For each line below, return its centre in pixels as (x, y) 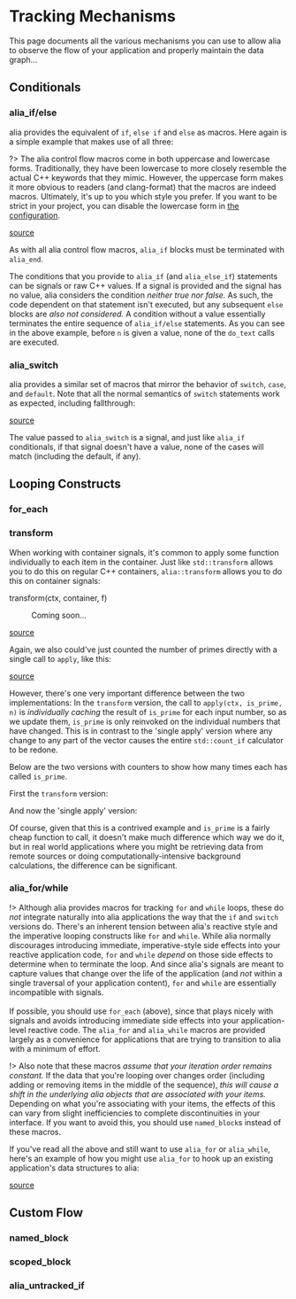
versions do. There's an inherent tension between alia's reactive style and (144, 926)
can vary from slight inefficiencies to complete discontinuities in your (135, 1113)
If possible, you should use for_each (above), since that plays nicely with (141, 1011)
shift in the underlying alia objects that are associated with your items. (138, 1094)
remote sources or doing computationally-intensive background (125, 856)
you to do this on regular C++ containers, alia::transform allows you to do (146, 571)
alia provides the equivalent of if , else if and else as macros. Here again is (148, 132)
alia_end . (27, 259)
